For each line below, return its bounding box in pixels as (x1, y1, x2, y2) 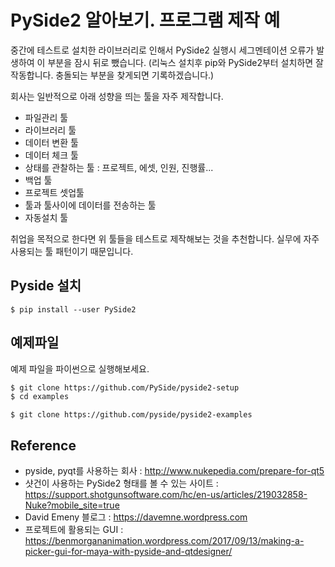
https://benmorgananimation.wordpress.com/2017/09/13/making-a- (24, 535, 305, 547)
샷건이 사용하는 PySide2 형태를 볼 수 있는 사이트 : (24, 477, 219, 490)
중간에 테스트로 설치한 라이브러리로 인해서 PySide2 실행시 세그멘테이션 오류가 (10, 44, 315, 56)
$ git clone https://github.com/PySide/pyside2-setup (10, 382, 240, 393)
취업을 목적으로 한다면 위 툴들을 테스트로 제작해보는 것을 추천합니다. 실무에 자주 (10, 232, 320, 245)
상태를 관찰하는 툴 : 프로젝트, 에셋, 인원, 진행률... (24, 161, 214, 173)
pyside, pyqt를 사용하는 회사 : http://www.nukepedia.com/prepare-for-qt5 (24, 465, 325, 477)
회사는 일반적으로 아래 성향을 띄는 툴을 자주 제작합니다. (10, 90, 224, 102)
